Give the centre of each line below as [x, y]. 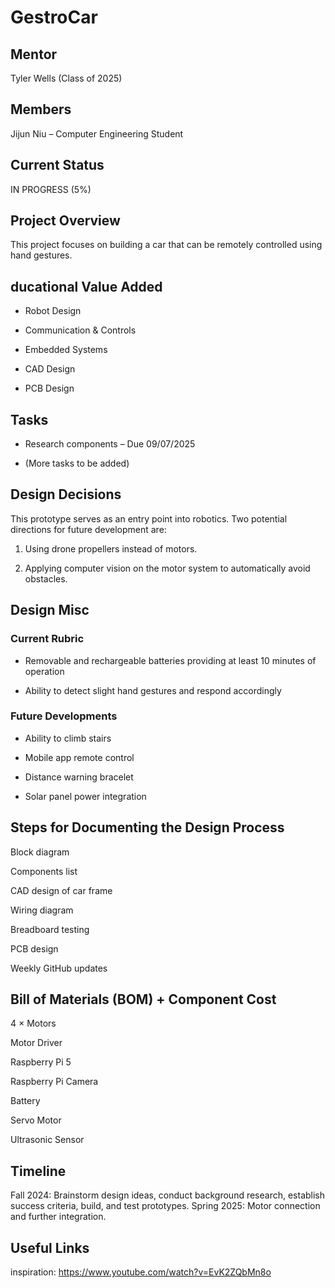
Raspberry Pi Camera [54, 1082]
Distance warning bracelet [79, 777]
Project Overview [65, 221]
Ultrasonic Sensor [47, 1140]
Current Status [57, 165]
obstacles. [46, 578]
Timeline [38, 1171]
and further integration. [58, 1217]
